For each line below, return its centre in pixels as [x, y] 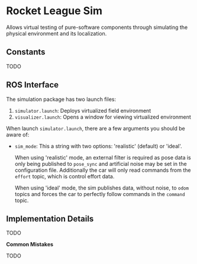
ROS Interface [33, 85]
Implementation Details [50, 219]
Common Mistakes [30, 245]
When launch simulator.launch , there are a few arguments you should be [96, 128]
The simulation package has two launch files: [61, 99]
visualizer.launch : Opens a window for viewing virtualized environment [103, 117]
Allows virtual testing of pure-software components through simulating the [97, 27]
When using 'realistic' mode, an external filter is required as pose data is [103, 157]
